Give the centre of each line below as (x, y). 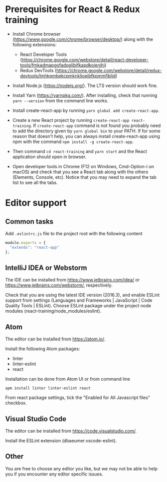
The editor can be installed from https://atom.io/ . (55, 339)
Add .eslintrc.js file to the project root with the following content (74, 233)
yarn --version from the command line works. (60, 100)
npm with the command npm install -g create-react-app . (73, 142)
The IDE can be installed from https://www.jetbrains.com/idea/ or (72, 280)
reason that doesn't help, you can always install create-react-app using (86, 136)
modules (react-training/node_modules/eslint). (53, 311)
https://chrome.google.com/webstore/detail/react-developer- (85, 59)
